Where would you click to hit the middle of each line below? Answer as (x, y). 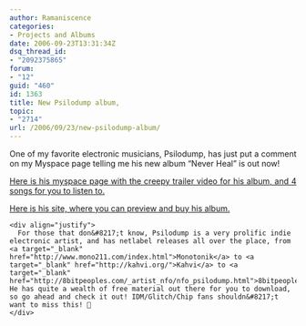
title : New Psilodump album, (65, 102)
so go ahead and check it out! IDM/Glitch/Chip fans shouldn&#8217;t (144, 297)
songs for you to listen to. (57, 191)
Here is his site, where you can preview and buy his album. (120, 209)
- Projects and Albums (52, 35)
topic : (22, 111)
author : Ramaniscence (51, 18)
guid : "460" (32, 86)
